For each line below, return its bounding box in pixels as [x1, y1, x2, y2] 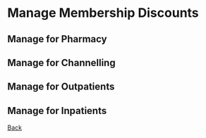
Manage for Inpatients [7, 104, 107, 117]
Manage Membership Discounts [7, 5, 199, 21]
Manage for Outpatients [7, 81, 115, 93]
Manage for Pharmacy [7, 33, 107, 45]
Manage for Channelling [7, 56, 116, 68]
